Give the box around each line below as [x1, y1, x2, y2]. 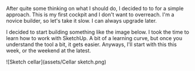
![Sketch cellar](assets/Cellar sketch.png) [6, 58, 107, 65]
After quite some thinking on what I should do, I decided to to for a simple [6, 5, 184, 12]
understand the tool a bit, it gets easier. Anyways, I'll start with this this [6, 41, 177, 48]
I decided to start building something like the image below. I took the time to [6, 29, 190, 35]
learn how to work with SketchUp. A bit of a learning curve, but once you [6, 35, 183, 41]
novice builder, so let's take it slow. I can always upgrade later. [6, 17, 157, 24]
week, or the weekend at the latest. [6, 47, 91, 54]
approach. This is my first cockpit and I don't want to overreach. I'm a [6, 11, 174, 18]
